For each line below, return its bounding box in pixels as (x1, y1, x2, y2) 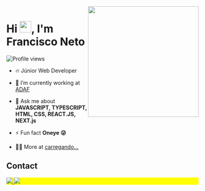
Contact (6, 161, 38, 171)
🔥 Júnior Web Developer (15, 67, 77, 74)
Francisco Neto (6, 35, 85, 49)
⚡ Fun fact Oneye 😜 (15, 129, 67, 136)
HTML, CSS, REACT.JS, (15, 110, 76, 118)
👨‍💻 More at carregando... (15, 143, 79, 150)
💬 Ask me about (15, 97, 56, 104)
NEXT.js (15, 117, 37, 124)
